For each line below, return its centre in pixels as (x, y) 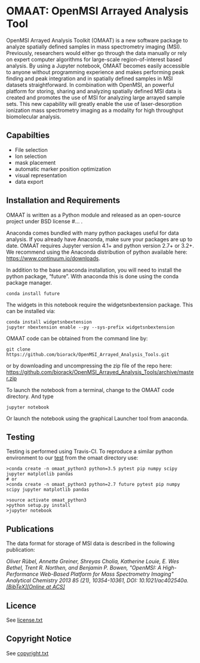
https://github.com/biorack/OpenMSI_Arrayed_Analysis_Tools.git (88, 354)
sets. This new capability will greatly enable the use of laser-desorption (94, 104)
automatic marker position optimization (63, 169)
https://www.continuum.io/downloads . (53, 258)
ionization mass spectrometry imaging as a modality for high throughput (95, 110)
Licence (21, 606)
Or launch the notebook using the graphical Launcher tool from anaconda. (97, 418)
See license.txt (24, 620)
